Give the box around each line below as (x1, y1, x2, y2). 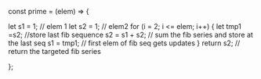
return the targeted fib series (8, 47, 102, 56)
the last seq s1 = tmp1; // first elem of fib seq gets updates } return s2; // (8, 38, 241, 48)
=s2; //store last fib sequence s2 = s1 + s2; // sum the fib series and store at (8, 31, 253, 39)
